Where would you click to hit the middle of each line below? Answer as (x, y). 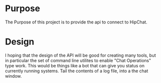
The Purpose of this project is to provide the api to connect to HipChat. (76, 22)
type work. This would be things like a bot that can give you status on (75, 65)
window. (13, 76)
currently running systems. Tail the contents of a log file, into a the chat (77, 71)
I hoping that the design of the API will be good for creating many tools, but (80, 55)
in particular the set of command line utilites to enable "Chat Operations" (78, 60)
